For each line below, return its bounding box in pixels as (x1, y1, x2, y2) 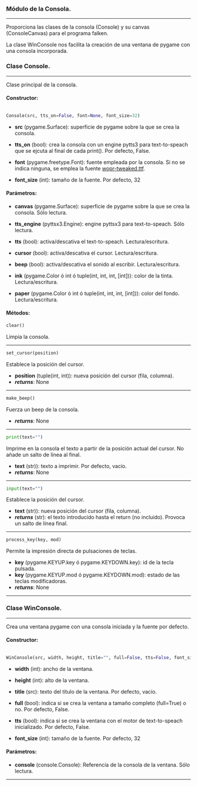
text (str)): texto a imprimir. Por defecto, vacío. (14, 462, 127, 469)
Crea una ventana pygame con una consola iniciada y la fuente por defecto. (6, 623, 189, 630)
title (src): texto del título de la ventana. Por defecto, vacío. (14, 688, 157, 695)
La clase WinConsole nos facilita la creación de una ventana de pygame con (6, 41, 191, 48)
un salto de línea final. (14, 520, 68, 527)
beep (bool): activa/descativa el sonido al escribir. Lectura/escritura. (14, 260, 181, 267)
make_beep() (6, 395, 35, 401)
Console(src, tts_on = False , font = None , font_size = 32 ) (6, 112, 141, 119)
